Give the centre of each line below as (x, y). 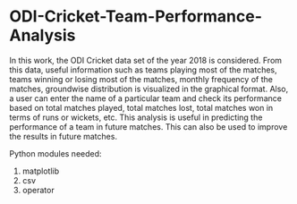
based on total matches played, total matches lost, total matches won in (141, 107)
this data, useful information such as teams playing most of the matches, (143, 70)
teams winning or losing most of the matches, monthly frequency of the (141, 79)
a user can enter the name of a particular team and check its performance (145, 98)
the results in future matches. (64, 136)
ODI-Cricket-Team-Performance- (136, 17)
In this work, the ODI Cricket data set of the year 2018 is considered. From (146, 60)
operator (38, 190)
